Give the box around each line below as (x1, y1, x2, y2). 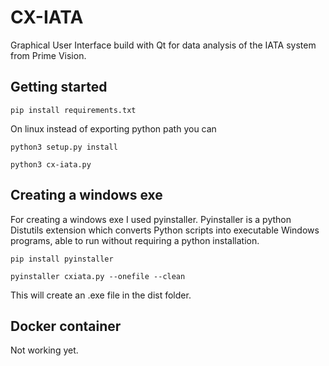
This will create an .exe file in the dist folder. (10, 289, 192, 301)
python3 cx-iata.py (10, 159, 92, 170)
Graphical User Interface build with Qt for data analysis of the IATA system (10, 39, 317, 51)
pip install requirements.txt (10, 105, 137, 115)
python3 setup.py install (10, 142, 118, 152)
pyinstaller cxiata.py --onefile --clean (10, 271, 186, 281)
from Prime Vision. (10, 49, 87, 61)
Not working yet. (10, 344, 79, 356)
